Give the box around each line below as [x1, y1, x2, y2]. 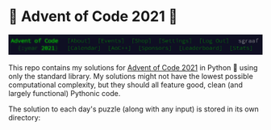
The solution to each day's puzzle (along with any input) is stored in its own [8, 104, 260, 114]
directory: [8, 112, 41, 122]
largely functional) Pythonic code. [8, 88, 121, 98]
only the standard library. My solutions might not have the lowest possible [8, 71, 254, 81]
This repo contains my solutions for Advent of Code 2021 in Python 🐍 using [8, 62, 258, 72]
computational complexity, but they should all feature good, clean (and [8, 80, 244, 90]
